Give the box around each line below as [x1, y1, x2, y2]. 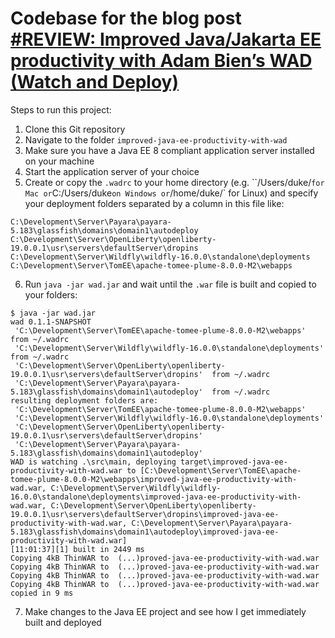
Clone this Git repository [24, 123, 126, 135]
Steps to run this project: [10, 103, 112, 116]
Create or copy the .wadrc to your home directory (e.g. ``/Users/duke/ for [24, 176, 325, 188]
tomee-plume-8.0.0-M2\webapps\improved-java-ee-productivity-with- [10, 474, 298, 484]
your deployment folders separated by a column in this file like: [24, 197, 285, 209]
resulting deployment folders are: [10, 395, 159, 406]
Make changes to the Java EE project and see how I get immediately [24, 605, 307, 617]
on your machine [24, 155, 95, 167]
